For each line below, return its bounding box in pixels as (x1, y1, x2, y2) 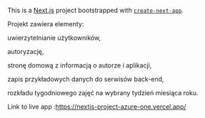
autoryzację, (7, 48, 44, 55)
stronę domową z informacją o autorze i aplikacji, (7, 61, 152, 70)
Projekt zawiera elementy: (7, 20, 84, 28)
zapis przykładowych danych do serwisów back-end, (7, 75, 164, 83)
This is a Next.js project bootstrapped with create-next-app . (7, 6, 184, 14)
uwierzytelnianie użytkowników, (7, 33, 101, 42)
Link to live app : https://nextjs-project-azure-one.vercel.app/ (7, 102, 187, 111)
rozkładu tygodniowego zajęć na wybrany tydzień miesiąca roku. (7, 89, 199, 97)
